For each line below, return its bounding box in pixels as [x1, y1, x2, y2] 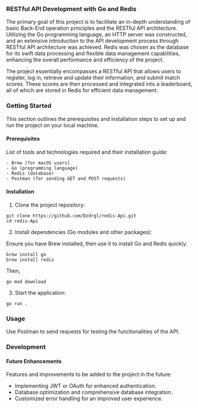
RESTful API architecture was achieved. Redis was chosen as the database [6, 43, 189, 51]
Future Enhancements [6, 357, 62, 365]
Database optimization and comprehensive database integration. [14, 389, 173, 396]
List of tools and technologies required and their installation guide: [6, 148, 168, 155]
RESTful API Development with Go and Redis [6, 5, 137, 13]
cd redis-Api [6, 218, 39, 224]
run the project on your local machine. [6, 122, 100, 129]
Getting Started [6, 102, 52, 110]
